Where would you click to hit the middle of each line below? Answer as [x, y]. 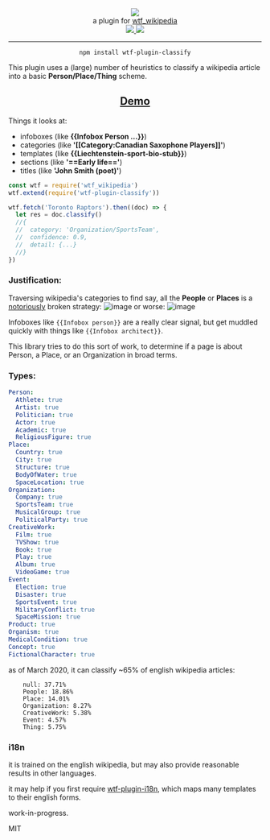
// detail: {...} [47, 245]
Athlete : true [39, 400]
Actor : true [36, 422]
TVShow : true [37, 542]
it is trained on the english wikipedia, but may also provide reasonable [124, 764]
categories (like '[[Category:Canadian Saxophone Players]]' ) [123, 145]
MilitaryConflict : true [55, 610]
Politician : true [45, 415]
